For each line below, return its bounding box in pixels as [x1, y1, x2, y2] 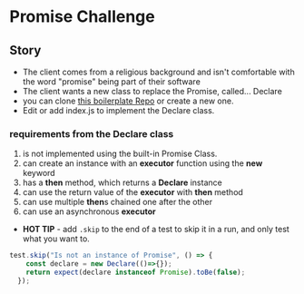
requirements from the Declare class [9, 127, 174, 140]
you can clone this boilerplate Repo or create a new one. [22, 95, 234, 106]
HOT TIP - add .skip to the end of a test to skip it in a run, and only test [22, 224, 290, 235]
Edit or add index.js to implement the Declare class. [22, 105, 215, 115]
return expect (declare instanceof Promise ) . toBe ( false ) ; [25, 268, 246, 278]
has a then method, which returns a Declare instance [22, 177, 222, 188]
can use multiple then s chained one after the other [22, 197, 213, 208]
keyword [22, 168, 56, 179]
